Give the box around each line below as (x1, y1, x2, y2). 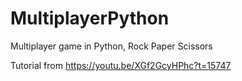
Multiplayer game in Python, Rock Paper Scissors (10, 40, 213, 52)
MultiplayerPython (10, 7, 170, 30)
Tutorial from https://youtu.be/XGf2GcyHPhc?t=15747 (10, 59, 232, 71)
